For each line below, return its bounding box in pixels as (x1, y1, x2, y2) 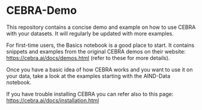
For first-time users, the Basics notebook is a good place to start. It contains (6, 41, 195, 49)
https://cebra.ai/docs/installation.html (6, 97, 99, 104)
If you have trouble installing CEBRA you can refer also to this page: (6, 90, 174, 97)
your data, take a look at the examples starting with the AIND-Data (6, 72, 171, 79)
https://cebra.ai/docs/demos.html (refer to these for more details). (6, 54, 170, 61)
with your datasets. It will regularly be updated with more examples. (6, 29, 174, 37)
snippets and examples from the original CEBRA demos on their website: (6, 47, 186, 55)
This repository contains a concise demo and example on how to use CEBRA (6, 23, 196, 31)
